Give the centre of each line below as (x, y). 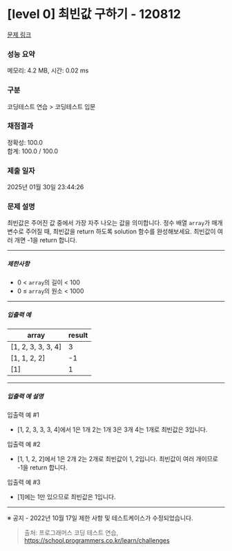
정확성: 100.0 (25, 142)
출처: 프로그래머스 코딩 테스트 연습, (71, 533)
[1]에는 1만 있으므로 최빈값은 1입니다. (66, 497)
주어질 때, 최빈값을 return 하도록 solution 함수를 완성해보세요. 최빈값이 (120, 231)
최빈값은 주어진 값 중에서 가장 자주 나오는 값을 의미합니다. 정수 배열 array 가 (109, 223)
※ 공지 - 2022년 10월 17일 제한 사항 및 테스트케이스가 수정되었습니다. (100, 518)
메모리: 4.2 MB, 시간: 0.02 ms (48, 70)
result (78, 336)
